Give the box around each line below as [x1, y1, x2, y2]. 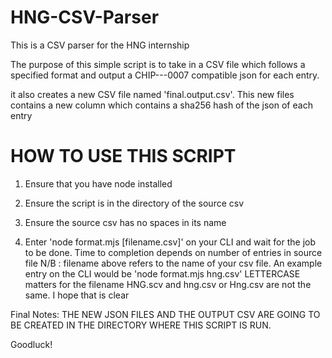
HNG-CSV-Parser [10, 6, 160, 29]
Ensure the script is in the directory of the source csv [24, 197, 245, 209]
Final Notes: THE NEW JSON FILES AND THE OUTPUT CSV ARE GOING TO [10, 308, 321, 320]
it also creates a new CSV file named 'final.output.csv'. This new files [10, 88, 295, 100]
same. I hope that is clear [24, 289, 130, 301]
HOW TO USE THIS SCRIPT [10, 145, 237, 168]
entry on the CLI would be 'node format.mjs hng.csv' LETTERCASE [24, 267, 301, 280]
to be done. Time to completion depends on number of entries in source [24, 246, 323, 258]
